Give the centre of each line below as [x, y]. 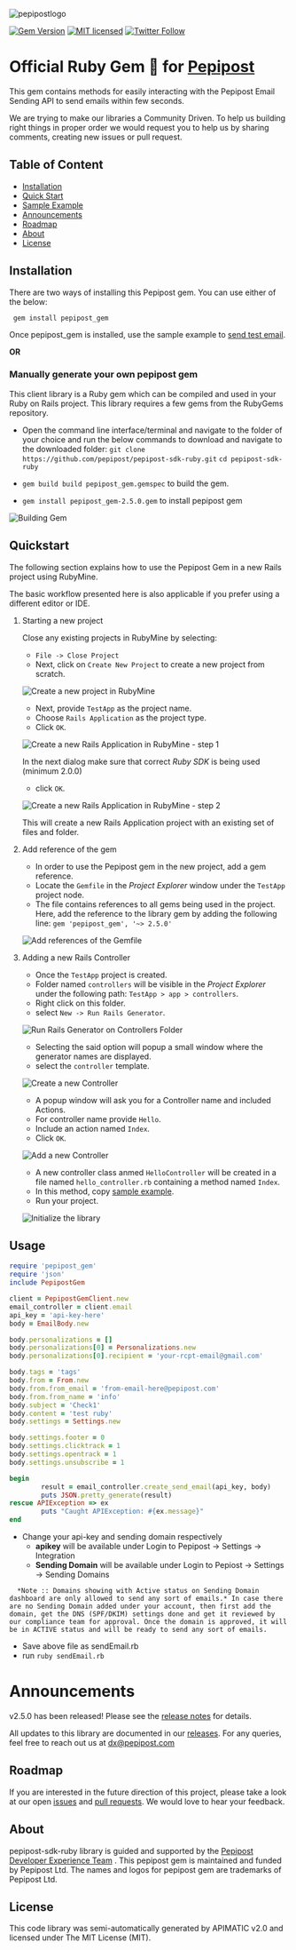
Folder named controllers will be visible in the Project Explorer [150, 984]
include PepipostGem [47, 1283]
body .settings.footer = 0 [57, 1438]
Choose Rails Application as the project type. [121, 717]
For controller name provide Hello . [98, 1118]
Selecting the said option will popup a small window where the [149, 1047]
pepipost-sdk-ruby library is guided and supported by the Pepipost [132, 1851]
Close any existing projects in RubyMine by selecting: [119, 637]
